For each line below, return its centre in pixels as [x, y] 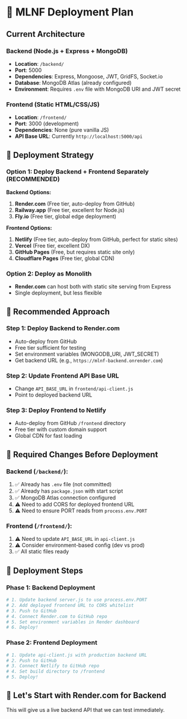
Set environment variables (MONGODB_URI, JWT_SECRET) [87, 354]
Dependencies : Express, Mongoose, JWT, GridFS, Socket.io [89, 76]
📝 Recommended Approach [58, 311]
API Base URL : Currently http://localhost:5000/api [79, 137]
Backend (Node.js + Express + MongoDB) [67, 51]
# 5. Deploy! [22, 677]
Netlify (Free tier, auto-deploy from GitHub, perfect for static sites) [96, 239]
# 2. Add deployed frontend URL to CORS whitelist [70, 605]
